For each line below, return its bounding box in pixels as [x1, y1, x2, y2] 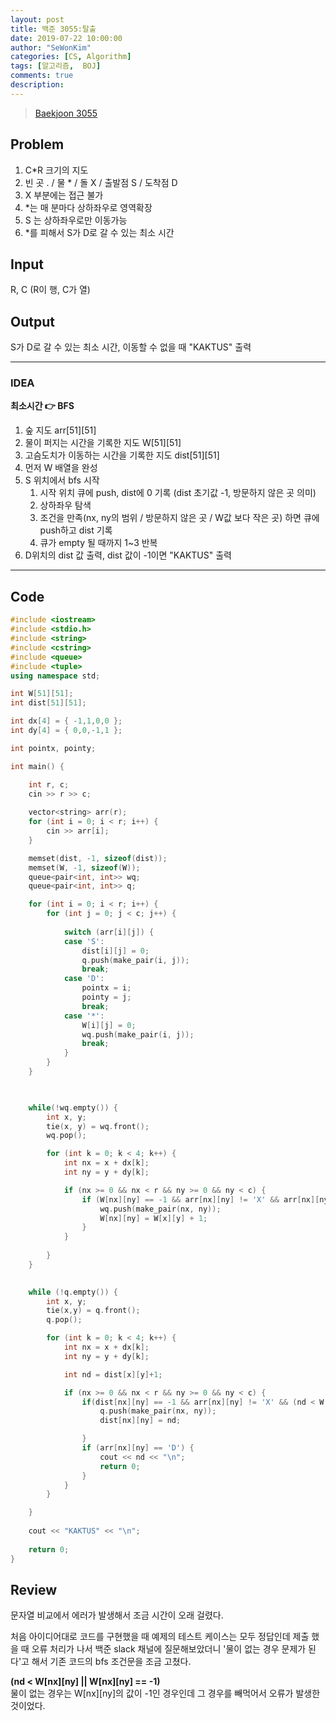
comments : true [10, 71, 74, 81]
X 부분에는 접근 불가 [24, 189, 104, 201]
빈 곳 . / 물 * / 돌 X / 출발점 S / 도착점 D [24, 176, 178, 188]
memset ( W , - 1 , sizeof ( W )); [28, 862, 141, 873]
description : [10, 80, 65, 90]
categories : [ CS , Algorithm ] [10, 52, 132, 62]
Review [10, 1581, 58, 1598]
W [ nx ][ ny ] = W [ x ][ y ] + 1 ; [99, 1213, 208, 1223]
